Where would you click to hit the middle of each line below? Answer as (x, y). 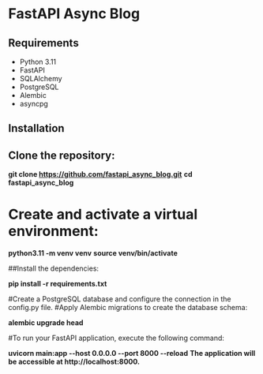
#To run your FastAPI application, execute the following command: (116, 338)
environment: (53, 232)
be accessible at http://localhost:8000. (74, 362)
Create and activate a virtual (103, 215)
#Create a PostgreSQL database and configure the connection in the (120, 299)
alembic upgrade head (46, 323)
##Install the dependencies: (54, 268)
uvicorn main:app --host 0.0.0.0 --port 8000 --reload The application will (132, 353)
